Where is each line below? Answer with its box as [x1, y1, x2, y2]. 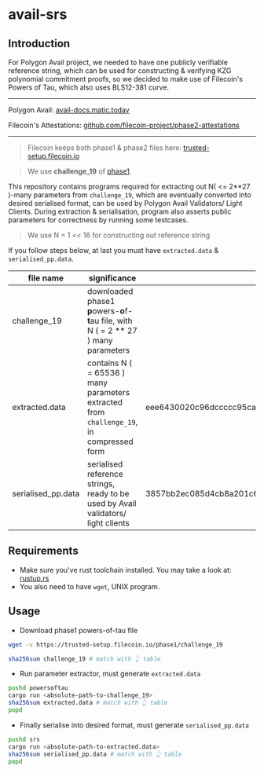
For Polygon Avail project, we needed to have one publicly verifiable [8, 57, 228, 67]
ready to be [86, 489, 130, 499]
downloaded [86, 286, 134, 296]
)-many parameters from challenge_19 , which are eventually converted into [8, 190, 251, 200]
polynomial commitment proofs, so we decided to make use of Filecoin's [8, 75, 244, 83]
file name [27, 273, 64, 284]
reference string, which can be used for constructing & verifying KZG [8, 66, 232, 75]
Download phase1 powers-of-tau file [19, 625, 138, 635]
